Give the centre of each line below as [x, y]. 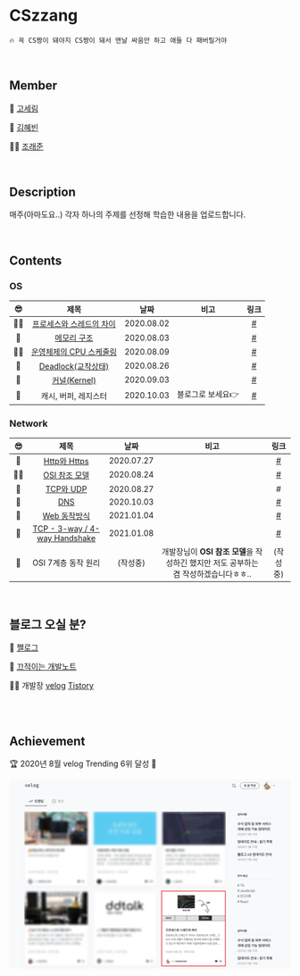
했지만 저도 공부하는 [224, 563]
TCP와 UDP [66, 489]
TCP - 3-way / [60, 529]
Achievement [47, 741]
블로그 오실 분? [48, 625]
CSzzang [44, 16]
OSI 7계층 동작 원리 [67, 563]
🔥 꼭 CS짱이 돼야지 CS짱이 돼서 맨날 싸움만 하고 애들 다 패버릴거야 [118, 40]
